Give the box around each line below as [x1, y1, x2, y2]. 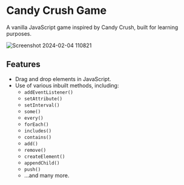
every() [24, 115, 44, 121]
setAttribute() [24, 96, 62, 102]
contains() [24, 134, 52, 140]
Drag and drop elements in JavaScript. [15, 75, 111, 82]
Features [6, 59, 41, 70]
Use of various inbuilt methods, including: [15, 82, 119, 89]
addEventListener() [24, 89, 74, 96]
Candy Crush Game [6, 4, 107, 18]
